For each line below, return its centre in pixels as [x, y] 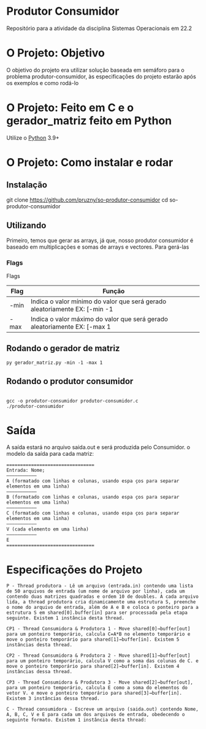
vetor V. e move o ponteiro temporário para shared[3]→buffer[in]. [94, 693]
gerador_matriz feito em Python [89, 121]
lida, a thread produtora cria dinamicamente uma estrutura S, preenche [101, 602]
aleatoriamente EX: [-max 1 [71, 327]
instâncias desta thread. [39, 645]
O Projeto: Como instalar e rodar [90, 162]
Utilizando [26, 226]
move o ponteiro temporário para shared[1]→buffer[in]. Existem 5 [93, 640]
